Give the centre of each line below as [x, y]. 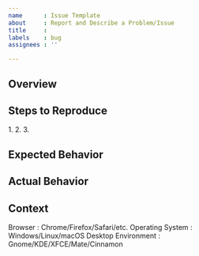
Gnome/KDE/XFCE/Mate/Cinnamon [66, 244]
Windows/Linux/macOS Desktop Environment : [84, 235]
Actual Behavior [49, 181]
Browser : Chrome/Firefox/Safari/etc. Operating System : [100, 227]
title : [28, 30]
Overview [33, 84]
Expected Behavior [56, 154]
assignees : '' [33, 45]
